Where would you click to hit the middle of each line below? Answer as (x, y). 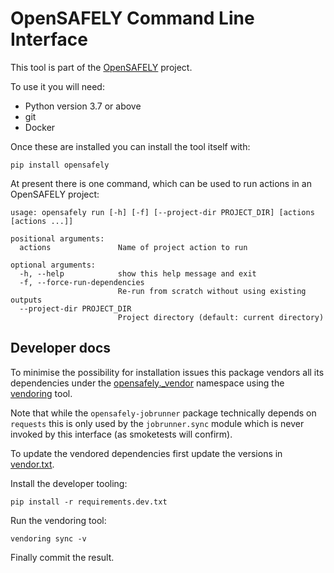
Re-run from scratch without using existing (212, 291)
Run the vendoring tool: (58, 520)
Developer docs (61, 348)
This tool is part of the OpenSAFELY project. (101, 67)
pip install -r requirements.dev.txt (89, 502)
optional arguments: (53, 265)
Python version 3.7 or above (83, 106)
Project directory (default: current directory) (221, 317)
